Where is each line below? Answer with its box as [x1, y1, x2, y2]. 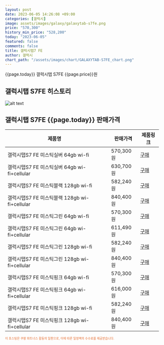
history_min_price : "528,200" [5, 30, 67, 35]
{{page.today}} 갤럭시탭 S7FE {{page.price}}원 [5, 72, 98, 77]
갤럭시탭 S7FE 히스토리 [5, 87, 71, 96]
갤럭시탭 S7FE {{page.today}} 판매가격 [5, 116, 121, 124]
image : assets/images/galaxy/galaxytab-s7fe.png [5, 21, 106, 26]
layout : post [5, 7, 32, 12]
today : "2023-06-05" [5, 35, 47, 40]
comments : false [5, 44, 38, 49]
